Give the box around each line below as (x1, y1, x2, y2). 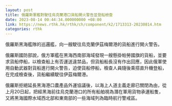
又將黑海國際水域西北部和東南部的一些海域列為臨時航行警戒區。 (5, 95, 140, 101)
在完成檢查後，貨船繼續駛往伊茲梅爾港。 (5, 71, 91, 77)
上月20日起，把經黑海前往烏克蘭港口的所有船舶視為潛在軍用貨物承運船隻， (5, 89, 164, 95)
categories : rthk (5, 27, 42, 32)
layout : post (5, 7, 33, 13)
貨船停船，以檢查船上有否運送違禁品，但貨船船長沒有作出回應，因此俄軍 (9, 58, 162, 65)
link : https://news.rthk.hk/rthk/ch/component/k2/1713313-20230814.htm (5, 22, 161, 27)
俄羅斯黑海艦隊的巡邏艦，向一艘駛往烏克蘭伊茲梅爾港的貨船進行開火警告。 (5, 41, 162, 48)
